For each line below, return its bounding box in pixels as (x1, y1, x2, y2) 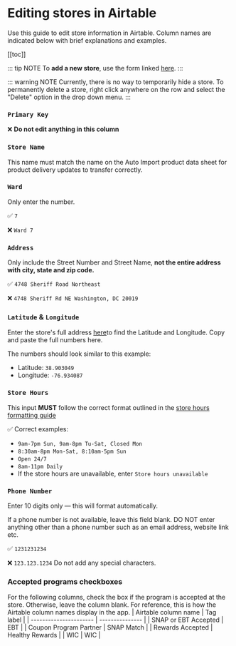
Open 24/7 (17, 455, 48, 463)
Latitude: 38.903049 (17, 364, 75, 372)
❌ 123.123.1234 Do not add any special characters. (7, 558, 156, 568)
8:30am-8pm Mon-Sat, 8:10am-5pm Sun (17, 448, 127, 455)
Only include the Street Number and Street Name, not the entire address (7, 258, 222, 267)
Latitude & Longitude (7, 312, 80, 322)
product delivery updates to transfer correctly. (7, 165, 143, 174)
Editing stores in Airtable (7, 5, 157, 21)
